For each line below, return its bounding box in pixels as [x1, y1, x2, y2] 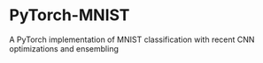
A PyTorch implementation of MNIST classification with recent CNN [9, 34, 255, 45]
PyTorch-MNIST [9, 5, 130, 25]
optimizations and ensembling [9, 43, 120, 53]
